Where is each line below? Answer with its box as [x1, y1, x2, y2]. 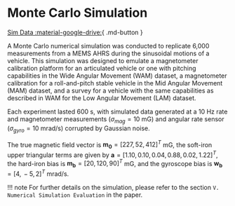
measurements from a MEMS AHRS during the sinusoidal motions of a [7, 49, 210, 57]
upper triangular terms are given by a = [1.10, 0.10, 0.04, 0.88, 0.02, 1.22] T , [7, 149, 218, 159]
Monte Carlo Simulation [7, 5, 148, 21]
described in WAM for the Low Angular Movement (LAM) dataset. [7, 93, 196, 102]
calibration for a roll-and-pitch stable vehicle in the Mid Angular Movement [7, 78, 223, 87]
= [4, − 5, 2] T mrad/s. [7, 168, 69, 178]
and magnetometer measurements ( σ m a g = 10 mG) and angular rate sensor [7, 114, 224, 125]
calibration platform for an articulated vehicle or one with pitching [7, 64, 196, 72]
